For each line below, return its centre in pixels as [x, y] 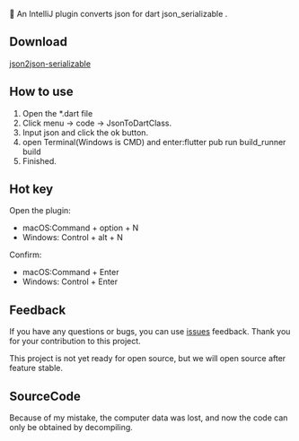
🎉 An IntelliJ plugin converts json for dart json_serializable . [119, 14]
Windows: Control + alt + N [72, 238]
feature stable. [36, 368]
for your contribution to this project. [75, 342]
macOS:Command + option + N [80, 228]
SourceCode [45, 396]
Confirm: [26, 255]
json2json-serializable [50, 64]
